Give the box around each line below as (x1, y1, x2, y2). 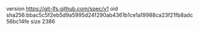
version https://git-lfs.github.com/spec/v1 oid (6, 5, 118, 12)
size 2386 (30, 18, 55, 25)
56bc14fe (6, 18, 29, 25)
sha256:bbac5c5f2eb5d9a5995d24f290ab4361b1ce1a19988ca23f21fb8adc (6, 11, 194, 19)
